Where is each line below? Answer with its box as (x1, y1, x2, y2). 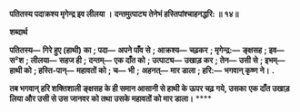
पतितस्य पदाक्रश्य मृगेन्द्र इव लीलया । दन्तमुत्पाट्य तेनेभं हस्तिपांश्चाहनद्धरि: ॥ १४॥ (9, 9, 239, 19)
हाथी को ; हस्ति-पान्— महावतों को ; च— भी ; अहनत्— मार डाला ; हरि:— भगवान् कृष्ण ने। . (9, 65, 275, 76)
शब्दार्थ (9, 27, 28, 37)
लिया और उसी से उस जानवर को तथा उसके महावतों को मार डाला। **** (9, 93, 212, 104)
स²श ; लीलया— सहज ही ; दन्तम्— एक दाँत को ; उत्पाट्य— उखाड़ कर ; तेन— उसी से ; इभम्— (9, 55, 285, 65)
